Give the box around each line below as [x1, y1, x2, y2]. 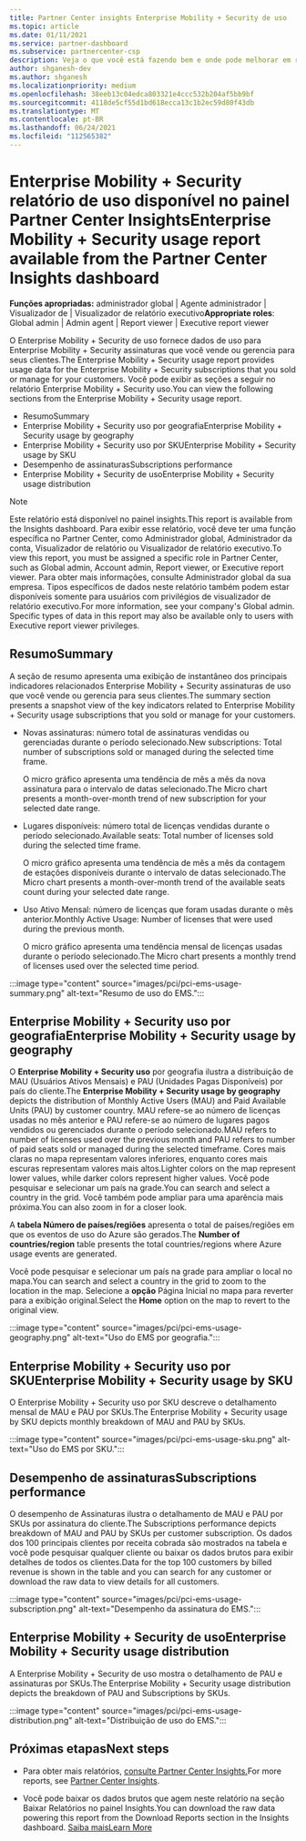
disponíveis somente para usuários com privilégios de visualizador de [9, 591, 271, 602]
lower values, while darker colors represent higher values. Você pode [9, 1173, 270, 1184]
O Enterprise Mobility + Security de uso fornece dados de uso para [9, 334, 261, 346]
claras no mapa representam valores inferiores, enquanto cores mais [9, 1154, 268, 1165]
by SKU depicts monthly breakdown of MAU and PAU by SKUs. [9, 1417, 246, 1428]
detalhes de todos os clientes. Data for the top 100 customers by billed [9, 1557, 272, 1568]
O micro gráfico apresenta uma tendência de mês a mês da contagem [22, 857, 285, 868]
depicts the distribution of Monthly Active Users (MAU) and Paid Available [9, 1095, 287, 1106]
